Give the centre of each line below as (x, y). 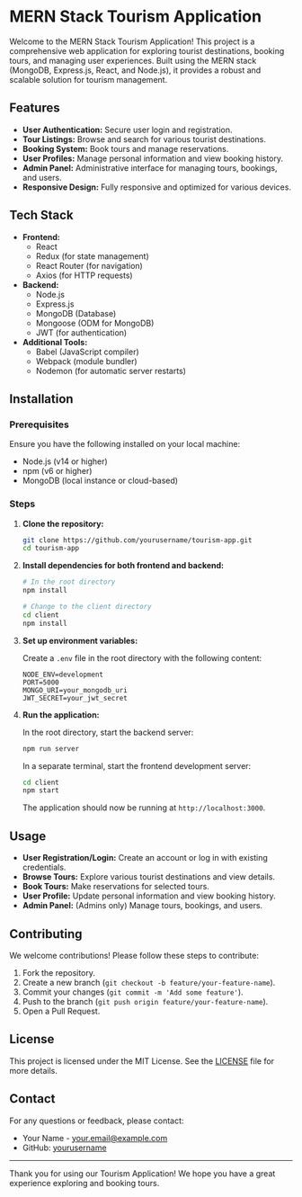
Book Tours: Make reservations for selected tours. (115, 887)
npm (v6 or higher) (57, 471)
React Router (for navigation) (89, 265)
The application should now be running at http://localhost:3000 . (144, 808)
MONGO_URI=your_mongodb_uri (75, 690)
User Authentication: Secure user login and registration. (127, 130)
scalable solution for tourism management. (89, 79)
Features (35, 108)
